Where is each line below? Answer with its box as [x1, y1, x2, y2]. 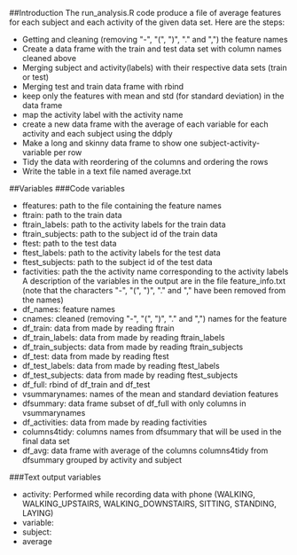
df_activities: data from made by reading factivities [21, 417, 207, 427]
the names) [21, 294, 64, 305]
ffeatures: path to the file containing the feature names [21, 200, 222, 211]
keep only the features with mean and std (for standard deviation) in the [21, 90, 285, 101]
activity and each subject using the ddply [21, 129, 173, 138]
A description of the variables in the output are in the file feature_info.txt [21, 276, 286, 286]
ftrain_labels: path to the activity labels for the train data [21, 219, 226, 230]
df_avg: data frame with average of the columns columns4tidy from [21, 445, 269, 456]
